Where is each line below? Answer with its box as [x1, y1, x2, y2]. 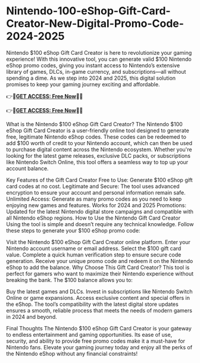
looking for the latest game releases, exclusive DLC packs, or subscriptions [6, 152, 190, 159]
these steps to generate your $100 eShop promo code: [6, 227, 140, 234]
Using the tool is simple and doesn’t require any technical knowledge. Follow [6, 220, 194, 227]
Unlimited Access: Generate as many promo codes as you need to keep [6, 195, 182, 202]
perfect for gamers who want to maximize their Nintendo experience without [6, 270, 194, 277]
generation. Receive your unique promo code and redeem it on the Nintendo [6, 257, 193, 264]
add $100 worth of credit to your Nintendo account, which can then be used [6, 139, 192, 146]
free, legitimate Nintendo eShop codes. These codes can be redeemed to [6, 133, 186, 140]
